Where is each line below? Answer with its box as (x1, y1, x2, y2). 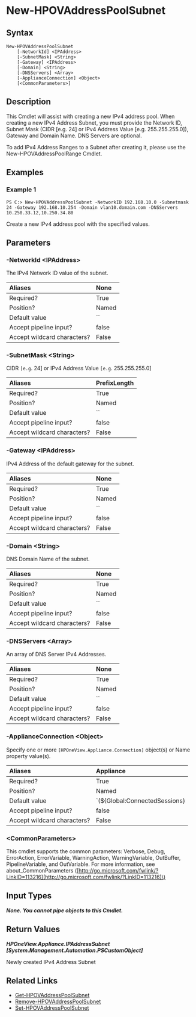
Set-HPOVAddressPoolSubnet (14, 1004, 89, 1012)
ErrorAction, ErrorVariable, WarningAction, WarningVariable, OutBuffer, (6, 854, 181, 861)
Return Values (6, 924, 61, 935)
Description (6, 97, 51, 107)
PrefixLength (95, 379, 134, 387)
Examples (6, 167, 44, 178)
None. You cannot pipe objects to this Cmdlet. (6, 907, 123, 914)
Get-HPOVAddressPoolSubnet (14, 992, 90, 999)
